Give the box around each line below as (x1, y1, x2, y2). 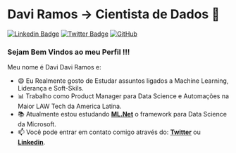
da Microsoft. (17, 120, 56, 128)
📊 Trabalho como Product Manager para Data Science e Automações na (17, 92, 230, 100)
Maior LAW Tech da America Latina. (17, 102, 122, 111)
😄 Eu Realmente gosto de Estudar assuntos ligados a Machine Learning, (17, 76, 229, 85)
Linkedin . (17, 138, 46, 147)
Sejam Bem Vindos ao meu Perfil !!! (7, 47, 130, 57)
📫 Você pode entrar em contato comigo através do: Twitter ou (17, 128, 201, 136)
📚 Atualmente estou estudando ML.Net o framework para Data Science (17, 110, 228, 119)
